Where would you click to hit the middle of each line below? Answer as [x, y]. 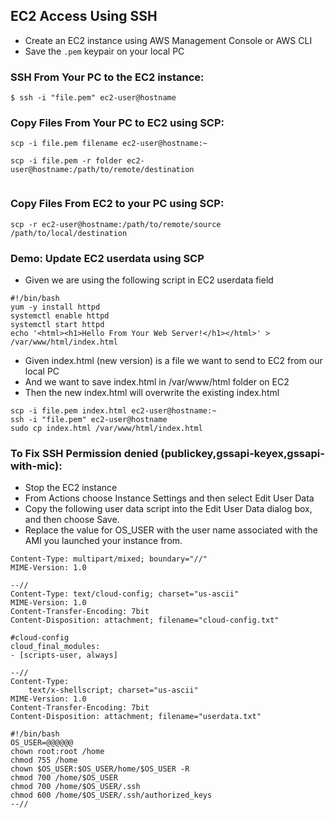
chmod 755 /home [44, 760]
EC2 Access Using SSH [84, 16]
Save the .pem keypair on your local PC [104, 51]
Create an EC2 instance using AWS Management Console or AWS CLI [168, 40]
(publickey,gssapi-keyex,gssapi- [242, 453]
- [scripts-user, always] [64, 655]
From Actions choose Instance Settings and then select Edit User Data [169, 498]
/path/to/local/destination [69, 233]
